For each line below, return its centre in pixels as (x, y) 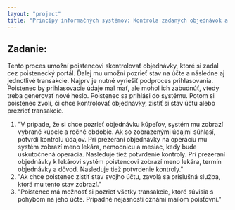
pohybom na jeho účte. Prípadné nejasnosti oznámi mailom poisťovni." (119, 199)
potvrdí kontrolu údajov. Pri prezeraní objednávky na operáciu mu (112, 140)
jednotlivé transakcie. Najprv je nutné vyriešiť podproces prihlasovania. (110, 81)
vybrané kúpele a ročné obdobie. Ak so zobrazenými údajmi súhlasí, (116, 132)
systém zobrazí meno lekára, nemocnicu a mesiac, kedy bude (107, 147)
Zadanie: (27, 49)
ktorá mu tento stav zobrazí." (59, 185)
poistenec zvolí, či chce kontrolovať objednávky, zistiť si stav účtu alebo (112, 104)
